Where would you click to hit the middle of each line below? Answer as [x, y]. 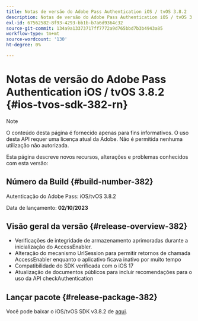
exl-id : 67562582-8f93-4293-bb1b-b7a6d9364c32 [65, 23]
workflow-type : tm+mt [33, 34]
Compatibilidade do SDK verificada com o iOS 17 [74, 266]
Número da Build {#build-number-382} [80, 182]
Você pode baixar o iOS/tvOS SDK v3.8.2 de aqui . [67, 311]
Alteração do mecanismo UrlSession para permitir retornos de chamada [103, 253]
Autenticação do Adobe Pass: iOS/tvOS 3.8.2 [61, 196]
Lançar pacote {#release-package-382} [82, 297]
